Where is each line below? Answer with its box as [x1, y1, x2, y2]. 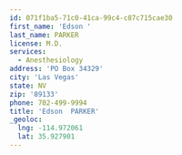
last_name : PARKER [9, 30, 79, 39]
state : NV [9, 81, 47, 90]
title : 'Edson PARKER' [9, 107, 100, 116]
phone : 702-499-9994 [9, 98, 88, 108]
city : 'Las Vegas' [9, 73, 79, 82]
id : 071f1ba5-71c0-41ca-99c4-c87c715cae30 [9, 13, 173, 23]
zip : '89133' [9, 89, 59, 98]
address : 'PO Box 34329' [9, 65, 104, 74]
